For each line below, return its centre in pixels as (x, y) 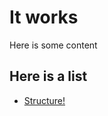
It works (44, 17)
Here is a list (48, 76)
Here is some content (53, 45)
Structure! (44, 100)
